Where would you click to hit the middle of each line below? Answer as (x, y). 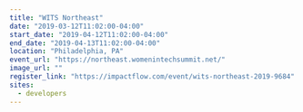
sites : (22, 85)
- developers (42, 93)
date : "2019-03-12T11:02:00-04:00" (77, 26)
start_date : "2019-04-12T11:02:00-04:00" (89, 34)
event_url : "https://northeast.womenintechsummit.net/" (117, 60)
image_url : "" (36, 69)
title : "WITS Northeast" (56, 18)
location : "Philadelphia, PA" (67, 51)
